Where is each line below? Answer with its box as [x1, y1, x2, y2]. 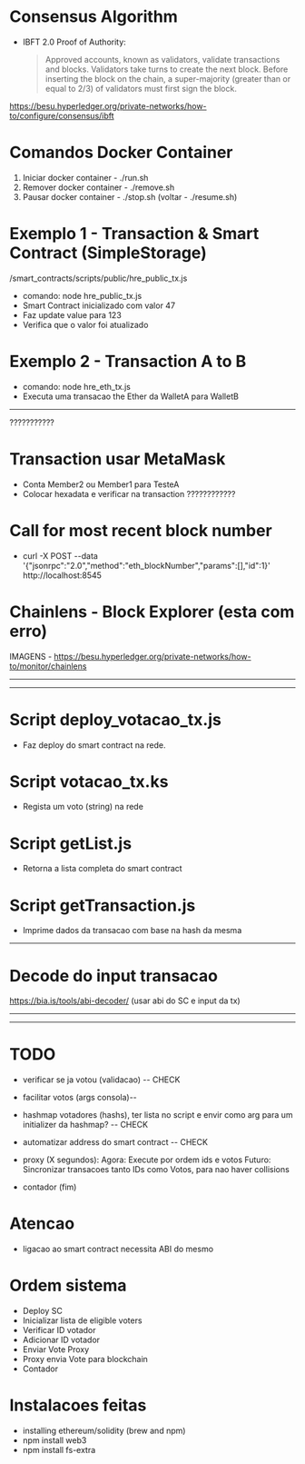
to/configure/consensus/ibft [9, 110, 115, 121]
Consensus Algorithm [9, 6, 179, 27]
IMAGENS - [9, 651, 53, 662]
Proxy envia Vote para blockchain [22, 1354, 148, 1365]
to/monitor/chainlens [9, 661, 87, 672]
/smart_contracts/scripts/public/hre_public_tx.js [9, 273, 188, 284]
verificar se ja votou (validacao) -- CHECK [22, 1074, 181, 1085]
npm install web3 [22, 1435, 87, 1446]
